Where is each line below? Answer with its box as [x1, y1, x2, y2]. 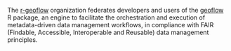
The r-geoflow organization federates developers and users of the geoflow [7, 6, 224, 14]
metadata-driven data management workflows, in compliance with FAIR [7, 21, 214, 29]
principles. [7, 36, 38, 44]
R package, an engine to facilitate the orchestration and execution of [7, 13, 206, 22]
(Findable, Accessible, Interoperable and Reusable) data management [7, 28, 209, 36]
